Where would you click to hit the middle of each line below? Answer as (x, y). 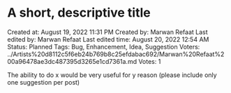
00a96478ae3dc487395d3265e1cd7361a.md (72, 61)
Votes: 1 (150, 61)
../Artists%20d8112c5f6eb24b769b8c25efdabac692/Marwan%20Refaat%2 (116, 54)
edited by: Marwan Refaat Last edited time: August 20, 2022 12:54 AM (108, 39)
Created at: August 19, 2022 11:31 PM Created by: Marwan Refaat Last (107, 32)
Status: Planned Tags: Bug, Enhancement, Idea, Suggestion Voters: (104, 46)
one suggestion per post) (44, 82)
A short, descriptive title (79, 13)
